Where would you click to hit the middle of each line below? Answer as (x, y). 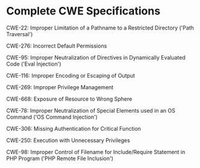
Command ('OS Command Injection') (52, 117)
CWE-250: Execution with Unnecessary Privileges (68, 140)
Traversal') (20, 34)
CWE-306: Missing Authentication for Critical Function (74, 128)
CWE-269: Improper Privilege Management (60, 87)
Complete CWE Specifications (83, 11)
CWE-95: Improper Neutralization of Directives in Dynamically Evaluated (96, 57)
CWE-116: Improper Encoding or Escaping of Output (71, 75)
